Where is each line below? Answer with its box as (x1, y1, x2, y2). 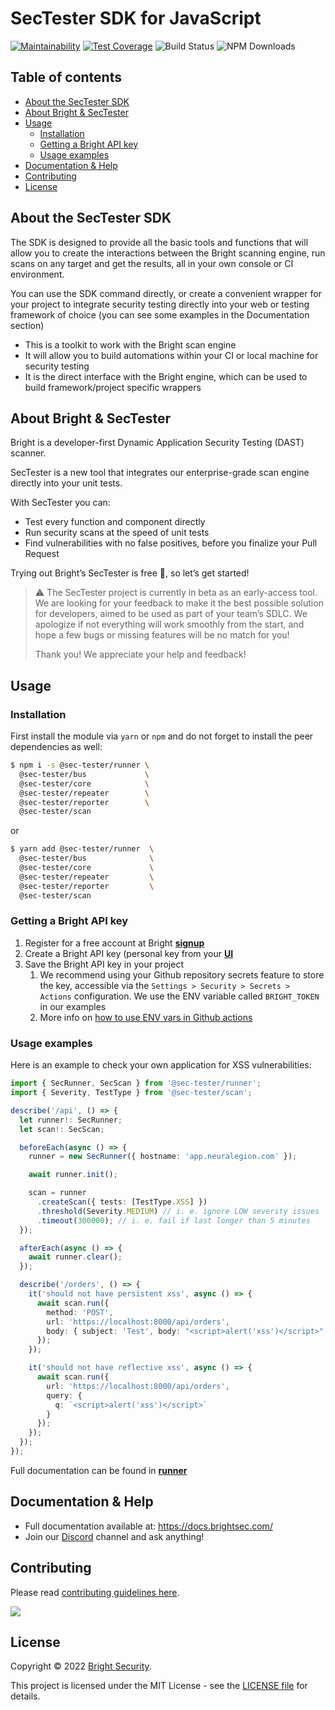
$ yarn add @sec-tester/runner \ (10, 844, 155, 854)
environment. (10, 268, 65, 280)
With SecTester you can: (10, 497, 111, 509)
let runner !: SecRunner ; (19, 1115, 123, 1125)
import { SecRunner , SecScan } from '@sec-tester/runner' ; (10, 1078, 262, 1089)
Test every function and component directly (24, 516, 206, 528)
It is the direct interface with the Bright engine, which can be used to (24, 370, 308, 382)
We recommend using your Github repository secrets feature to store (39, 968, 325, 981)
